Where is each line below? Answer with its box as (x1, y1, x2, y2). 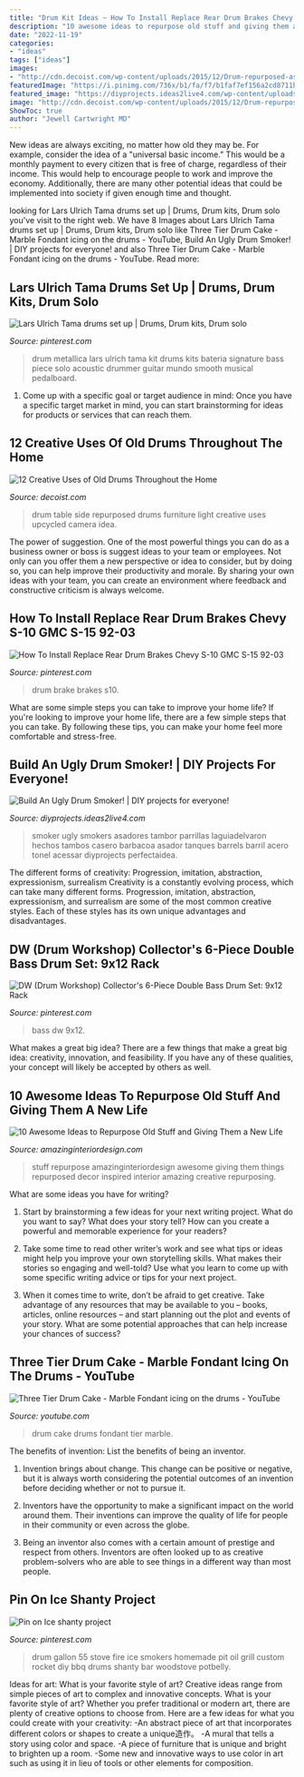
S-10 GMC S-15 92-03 (9, 625, 136, 641)
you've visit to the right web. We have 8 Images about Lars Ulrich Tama (9, 215, 275, 226)
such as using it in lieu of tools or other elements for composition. (9, 1757, 253, 1768)
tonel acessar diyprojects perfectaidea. (31, 849, 178, 860)
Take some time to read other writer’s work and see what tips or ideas (22, 1243, 283, 1253)
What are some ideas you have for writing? (9, 1189, 169, 1199)
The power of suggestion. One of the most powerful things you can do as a (9, 536, 290, 547)
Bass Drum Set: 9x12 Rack (9, 956, 160, 971)
